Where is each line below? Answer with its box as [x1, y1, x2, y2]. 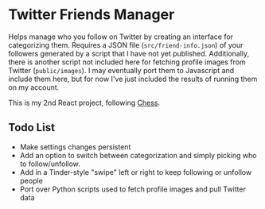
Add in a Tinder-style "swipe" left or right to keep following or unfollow [19, 167, 252, 176]
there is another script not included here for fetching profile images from [8, 57, 246, 67]
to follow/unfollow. [19, 159, 81, 168]
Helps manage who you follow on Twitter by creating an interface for [8, 32, 233, 41]
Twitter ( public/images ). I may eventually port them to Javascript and [8, 65, 235, 75]
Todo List [8, 121, 56, 134]
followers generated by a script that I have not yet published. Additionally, [8, 48, 250, 58]
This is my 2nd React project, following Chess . [8, 98, 161, 107]
